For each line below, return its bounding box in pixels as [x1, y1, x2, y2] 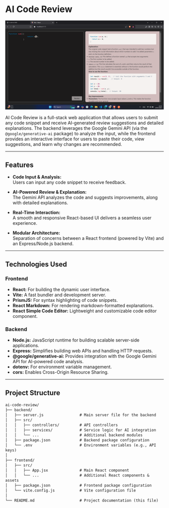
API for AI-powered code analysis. [12, 359, 84, 365]
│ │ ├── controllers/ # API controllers [5, 422, 118, 428]
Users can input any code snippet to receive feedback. [12, 180, 127, 186]
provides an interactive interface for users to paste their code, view [5, 136, 145, 142]
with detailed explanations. [12, 200, 68, 206]
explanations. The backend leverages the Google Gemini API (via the [5, 125, 147, 131]
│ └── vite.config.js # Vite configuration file [5, 488, 136, 493]
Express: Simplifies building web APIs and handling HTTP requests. [12, 348, 153, 354]
